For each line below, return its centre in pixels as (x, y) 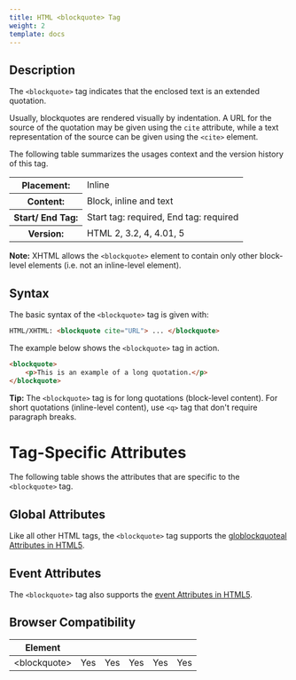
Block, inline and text (130, 201)
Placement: (46, 186)
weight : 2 (27, 26)
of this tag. (29, 164)
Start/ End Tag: (46, 218)
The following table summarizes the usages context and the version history (146, 154)
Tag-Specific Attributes (98, 452)
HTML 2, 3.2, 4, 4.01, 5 (136, 233)
